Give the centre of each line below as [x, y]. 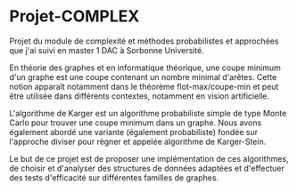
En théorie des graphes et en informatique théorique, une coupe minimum [145, 68]
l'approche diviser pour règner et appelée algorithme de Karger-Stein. [138, 141]
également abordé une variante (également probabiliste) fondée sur [134, 132]
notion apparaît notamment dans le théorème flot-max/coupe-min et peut [144, 86]
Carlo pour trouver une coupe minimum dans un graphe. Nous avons [136, 123]
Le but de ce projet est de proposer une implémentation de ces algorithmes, [149, 158]
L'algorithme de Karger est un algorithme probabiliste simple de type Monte [148, 113]
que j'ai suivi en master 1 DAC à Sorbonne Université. [107, 50]
